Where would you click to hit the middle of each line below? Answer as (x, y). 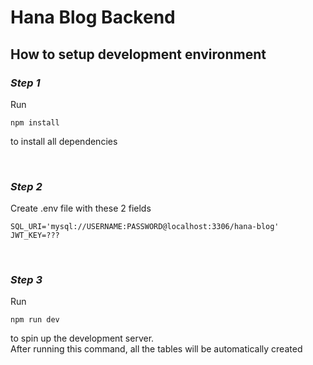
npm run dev (35, 320)
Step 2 (26, 186)
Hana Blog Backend (93, 17)
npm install (35, 122)
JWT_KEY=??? (35, 236)
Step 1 (25, 83)
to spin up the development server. (82, 338)
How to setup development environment (138, 54)
